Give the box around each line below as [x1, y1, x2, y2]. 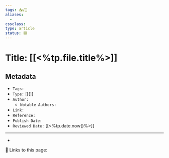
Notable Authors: [20, 102, 57, 107]
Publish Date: [12, 118, 42, 123]
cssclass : [5, 21, 26, 27]
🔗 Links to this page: [5, 147, 48, 153]
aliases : [5, 12, 24, 17]
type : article [5, 26, 35, 31]
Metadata [5, 72, 36, 81]
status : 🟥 [5, 31, 28, 36]
